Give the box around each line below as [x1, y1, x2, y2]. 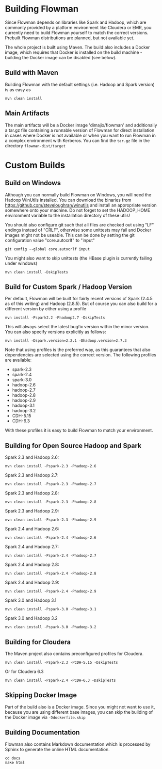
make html [5, 760, 25, 765]
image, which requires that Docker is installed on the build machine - [5, 49, 143, 55]
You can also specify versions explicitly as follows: [5, 329, 106, 335]
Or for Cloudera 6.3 [5, 669, 44, 674]
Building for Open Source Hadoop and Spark [5, 441, 142, 449]
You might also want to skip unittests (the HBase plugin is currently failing [5, 255, 152, 261]
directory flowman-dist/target [5, 143, 66, 148]
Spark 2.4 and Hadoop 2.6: [5, 526, 59, 532]
